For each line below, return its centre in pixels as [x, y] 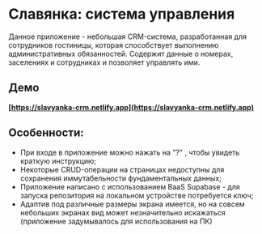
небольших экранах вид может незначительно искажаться [123, 212]
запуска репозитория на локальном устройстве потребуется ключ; [137, 195]
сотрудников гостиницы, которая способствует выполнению [114, 45]
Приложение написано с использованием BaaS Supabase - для [130, 186]
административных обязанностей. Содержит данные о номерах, [121, 53]
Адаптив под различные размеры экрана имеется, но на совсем [132, 204]
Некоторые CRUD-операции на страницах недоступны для [122, 169]
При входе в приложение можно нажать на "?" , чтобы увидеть [130, 152]
